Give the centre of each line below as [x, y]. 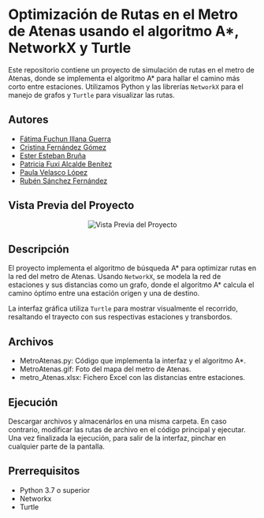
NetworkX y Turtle [70, 48]
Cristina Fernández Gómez [63, 147]
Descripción [39, 249]
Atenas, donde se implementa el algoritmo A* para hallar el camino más [124, 78]
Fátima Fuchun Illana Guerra [65, 139]
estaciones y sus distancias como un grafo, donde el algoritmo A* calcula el [131, 285]
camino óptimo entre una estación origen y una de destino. [104, 293]
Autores [28, 120]
